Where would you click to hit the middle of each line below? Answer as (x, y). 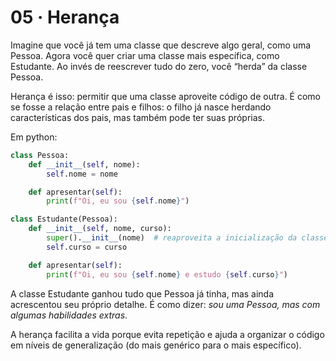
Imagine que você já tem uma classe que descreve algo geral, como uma (161, 45)
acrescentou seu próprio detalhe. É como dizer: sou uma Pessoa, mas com (165, 304)
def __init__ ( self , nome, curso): (100, 229)
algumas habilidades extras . (69, 315)
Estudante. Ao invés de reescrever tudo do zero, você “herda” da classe (159, 66)
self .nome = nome (82, 174)
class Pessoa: (40, 155)
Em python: (34, 137)
